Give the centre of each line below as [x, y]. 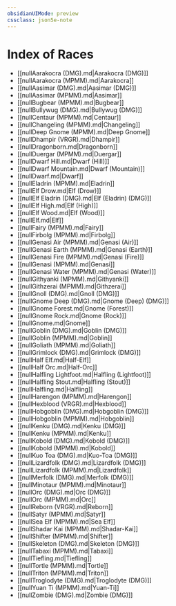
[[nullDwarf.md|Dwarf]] [50, 176]
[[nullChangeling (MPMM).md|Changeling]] [79, 125]
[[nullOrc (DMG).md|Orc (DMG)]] [64, 493]
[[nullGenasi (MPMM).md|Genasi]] [66, 264]
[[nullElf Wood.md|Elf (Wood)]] [61, 213]
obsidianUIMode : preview [43, 13]
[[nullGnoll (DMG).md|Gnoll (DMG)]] [68, 294]
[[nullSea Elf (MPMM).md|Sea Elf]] [66, 522]
